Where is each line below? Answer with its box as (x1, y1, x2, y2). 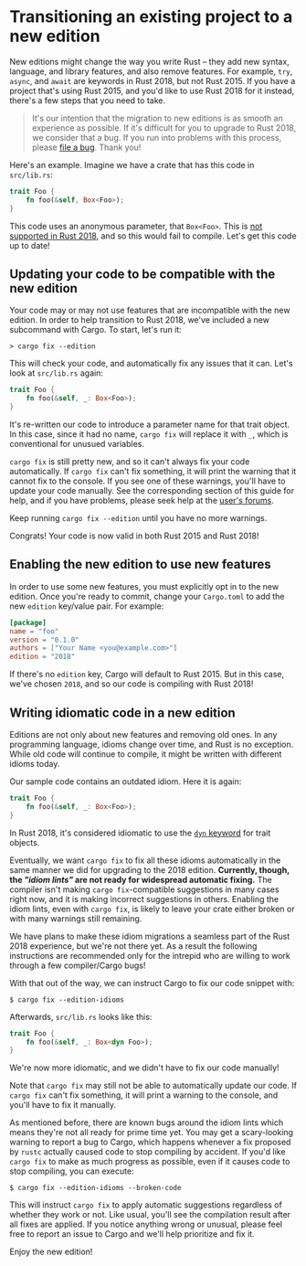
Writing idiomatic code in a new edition (9, 705, 236, 720)
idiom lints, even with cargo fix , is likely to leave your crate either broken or (9, 903, 295, 914)
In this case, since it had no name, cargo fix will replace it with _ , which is (9, 429, 289, 440)
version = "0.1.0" (9, 635, 79, 644)
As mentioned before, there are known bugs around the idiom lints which (9, 1117, 284, 1128)
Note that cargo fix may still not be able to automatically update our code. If (9, 1080, 297, 1091)
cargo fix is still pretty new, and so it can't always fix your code (9, 456, 250, 467)
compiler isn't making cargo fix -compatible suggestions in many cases (9, 884, 280, 895)
